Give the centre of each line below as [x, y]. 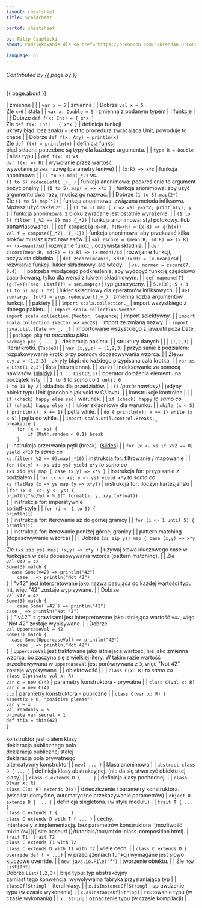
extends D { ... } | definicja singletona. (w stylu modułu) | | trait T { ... [99, 802]
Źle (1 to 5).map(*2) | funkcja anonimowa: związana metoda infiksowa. [96, 201]
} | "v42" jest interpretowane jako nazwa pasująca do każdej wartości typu [99, 583]
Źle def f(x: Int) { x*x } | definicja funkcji [64, 124]
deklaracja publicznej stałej [40, 752]
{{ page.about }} [26, 93]
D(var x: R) [21, 783]
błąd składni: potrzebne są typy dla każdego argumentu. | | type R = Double [100, 150]
